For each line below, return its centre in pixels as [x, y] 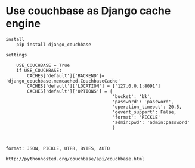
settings [16, 55]
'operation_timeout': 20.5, [147, 107]
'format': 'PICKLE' [137, 117]
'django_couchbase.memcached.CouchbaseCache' [63, 81]
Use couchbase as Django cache [88, 11]
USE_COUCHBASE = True [43, 65]
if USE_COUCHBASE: [39, 70]
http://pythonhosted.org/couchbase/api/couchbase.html [75, 159]
